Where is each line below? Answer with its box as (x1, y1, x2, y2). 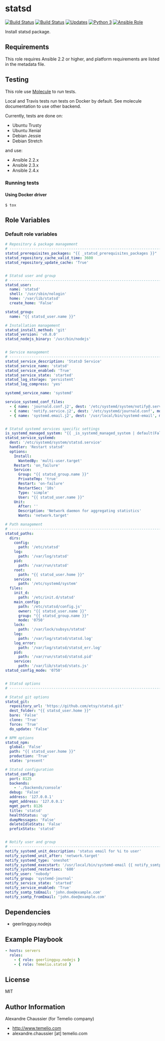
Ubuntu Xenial (12, 127, 41, 133)
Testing (5, 76, 29, 84)
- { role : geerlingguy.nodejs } (14, 957, 80, 962)
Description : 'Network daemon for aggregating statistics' (18, 509, 141, 514)
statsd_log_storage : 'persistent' (5, 377, 76, 382)
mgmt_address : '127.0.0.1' (9, 799, 65, 804)
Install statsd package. (5, 28, 51, 34)
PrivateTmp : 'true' (18, 477, 58, 482)
